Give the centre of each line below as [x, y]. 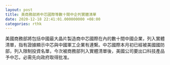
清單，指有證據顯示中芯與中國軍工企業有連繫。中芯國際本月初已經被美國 [80, 45]
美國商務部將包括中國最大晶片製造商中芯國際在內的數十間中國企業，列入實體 [85, 38]
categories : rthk [24, 24]
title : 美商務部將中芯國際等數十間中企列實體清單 [51, 14]
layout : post [19, 10]
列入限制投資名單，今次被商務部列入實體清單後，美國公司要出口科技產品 [89, 51]
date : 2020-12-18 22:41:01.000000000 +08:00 [53, 19]
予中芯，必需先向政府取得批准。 [38, 57]
